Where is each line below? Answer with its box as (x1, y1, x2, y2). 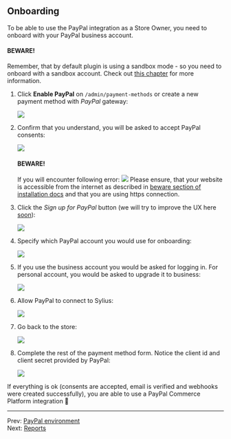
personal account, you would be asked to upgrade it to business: (16, 271, 201, 279)
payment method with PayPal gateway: (16, 98, 129, 106)
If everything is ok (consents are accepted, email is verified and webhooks (7, 383, 219, 391)
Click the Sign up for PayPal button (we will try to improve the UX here (16, 203, 217, 212)
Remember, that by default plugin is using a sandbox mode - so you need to (7, 62, 222, 71)
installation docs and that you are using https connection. (16, 190, 180, 199)
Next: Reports (7, 424, 47, 432)
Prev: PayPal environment (7, 417, 80, 425)
